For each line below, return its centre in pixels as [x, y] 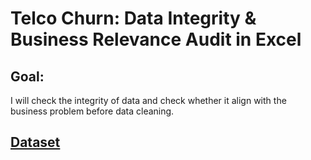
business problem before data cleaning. [92, 111]
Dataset [35, 142]
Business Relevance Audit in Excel [156, 39]
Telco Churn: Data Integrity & [133, 18]
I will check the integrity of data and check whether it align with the [148, 100]
